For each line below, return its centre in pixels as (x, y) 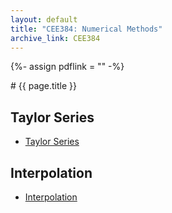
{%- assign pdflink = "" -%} (67, 67)
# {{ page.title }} (44, 86)
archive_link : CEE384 (55, 38)
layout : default (44, 19)
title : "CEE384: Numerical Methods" (86, 29)
